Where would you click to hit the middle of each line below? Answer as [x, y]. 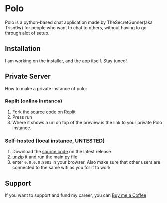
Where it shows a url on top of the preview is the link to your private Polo [87, 122]
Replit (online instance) [34, 101]
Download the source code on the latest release [62, 152]
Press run [22, 117]
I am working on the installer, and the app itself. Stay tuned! [66, 61]
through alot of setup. [27, 33]
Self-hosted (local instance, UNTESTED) [55, 141]
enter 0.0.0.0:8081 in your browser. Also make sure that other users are [86, 162]
